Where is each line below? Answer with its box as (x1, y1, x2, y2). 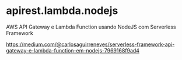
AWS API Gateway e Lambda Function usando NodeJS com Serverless (6, 23, 176, 30)
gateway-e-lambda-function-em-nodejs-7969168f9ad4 (6, 47, 140, 54)
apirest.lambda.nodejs (6, 4, 118, 17)
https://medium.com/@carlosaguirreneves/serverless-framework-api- (6, 41, 175, 48)
